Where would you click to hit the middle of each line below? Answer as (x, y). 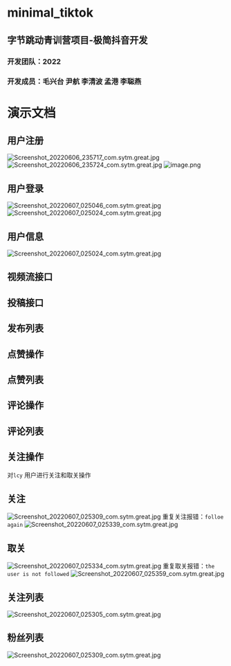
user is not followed (38, 575)
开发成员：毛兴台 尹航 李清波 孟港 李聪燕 (74, 82)
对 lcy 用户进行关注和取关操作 (49, 475)
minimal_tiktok (50, 13)
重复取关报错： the (188, 566)
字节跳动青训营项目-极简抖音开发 (77, 40)
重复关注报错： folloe (193, 516)
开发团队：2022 (34, 62)
